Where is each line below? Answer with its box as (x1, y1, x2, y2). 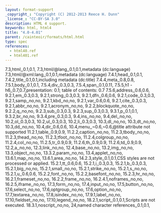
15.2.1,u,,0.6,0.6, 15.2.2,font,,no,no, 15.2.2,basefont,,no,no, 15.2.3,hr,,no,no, (5, 171, 156, 177)
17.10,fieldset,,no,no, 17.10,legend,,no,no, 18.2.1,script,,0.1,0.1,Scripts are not (5, 197, 156, 203)
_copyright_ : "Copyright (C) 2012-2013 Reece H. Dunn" (5, 12, 120, 17)
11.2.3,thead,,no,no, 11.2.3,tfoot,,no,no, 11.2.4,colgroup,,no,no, (5, 134, 129, 140)
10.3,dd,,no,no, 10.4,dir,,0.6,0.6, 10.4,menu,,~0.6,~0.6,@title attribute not (5, 124, 151, 130)
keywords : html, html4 (5, 26, 52, 30)
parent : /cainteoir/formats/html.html (5, 35, 84, 40)
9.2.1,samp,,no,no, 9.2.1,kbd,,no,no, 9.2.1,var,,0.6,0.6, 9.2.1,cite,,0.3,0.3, (5, 98, 147, 104)
